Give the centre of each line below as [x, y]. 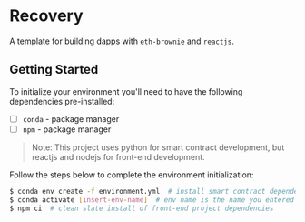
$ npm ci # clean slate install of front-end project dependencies [142, 208]
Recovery [46, 16]
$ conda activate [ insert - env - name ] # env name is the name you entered [152, 200]
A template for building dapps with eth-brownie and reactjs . [122, 41]
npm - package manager [67, 129]
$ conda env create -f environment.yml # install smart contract [138, 191]
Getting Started [54, 70]
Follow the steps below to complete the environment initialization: [132, 175]
